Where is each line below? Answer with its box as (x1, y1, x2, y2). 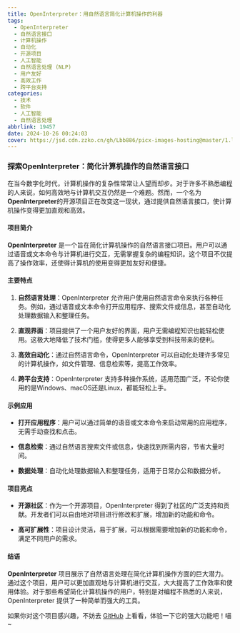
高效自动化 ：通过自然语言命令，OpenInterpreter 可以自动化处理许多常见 (17, 350, 230, 359)
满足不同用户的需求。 (17, 535, 81, 543)
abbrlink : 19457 (7, 123, 56, 131)
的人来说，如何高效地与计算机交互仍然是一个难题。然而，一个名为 (7, 188, 201, 196)
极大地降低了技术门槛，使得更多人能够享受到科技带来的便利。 (36, 335, 219, 343)
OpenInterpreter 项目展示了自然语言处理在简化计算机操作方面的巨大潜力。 (7, 569, 227, 578)
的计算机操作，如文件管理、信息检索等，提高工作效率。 (17, 359, 181, 368)
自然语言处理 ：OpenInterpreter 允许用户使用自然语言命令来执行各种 (17, 293, 218, 302)
